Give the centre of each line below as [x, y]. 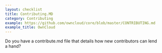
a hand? [13, 46]
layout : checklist [24, 9]
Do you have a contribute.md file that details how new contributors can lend [81, 41]
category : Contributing [29, 18]
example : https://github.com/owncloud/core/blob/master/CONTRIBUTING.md [80, 23]
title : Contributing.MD [29, 14]
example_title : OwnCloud [30, 27]
